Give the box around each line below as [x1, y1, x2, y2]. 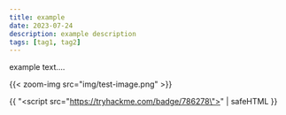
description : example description [9, 29, 137, 38]
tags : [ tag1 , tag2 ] [9, 37, 81, 47]
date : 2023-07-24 [9, 21, 73, 30]
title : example [9, 12, 66, 22]
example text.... [9, 62, 66, 73]
